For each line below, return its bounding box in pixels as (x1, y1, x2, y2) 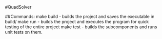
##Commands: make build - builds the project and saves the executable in (5, 14, 155, 19)
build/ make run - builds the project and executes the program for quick (5, 19, 149, 24)
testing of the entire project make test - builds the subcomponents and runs (5, 24, 158, 30)
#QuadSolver (5, 4, 32, 10)
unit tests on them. (5, 29, 43, 35)
